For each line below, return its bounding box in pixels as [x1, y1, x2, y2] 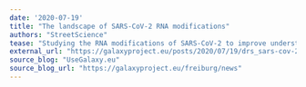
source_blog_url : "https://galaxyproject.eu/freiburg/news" [9, 64, 243, 73]
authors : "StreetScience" [9, 30, 107, 39]
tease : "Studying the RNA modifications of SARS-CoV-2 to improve [9, 38, 267, 48]
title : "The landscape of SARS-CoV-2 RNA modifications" [9, 22, 230, 31]
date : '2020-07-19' [9, 13, 84, 23]
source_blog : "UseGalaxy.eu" [9, 55, 120, 64]
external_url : [9, 47, 64, 56]
